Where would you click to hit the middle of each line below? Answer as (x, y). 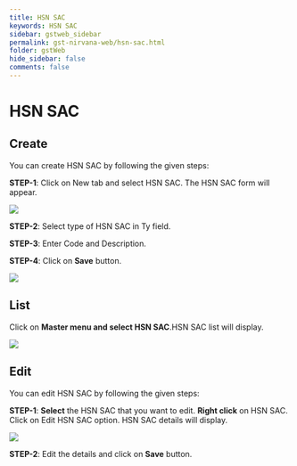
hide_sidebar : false (48, 59)
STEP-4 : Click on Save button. (66, 260)
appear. (23, 192)
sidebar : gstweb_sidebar (55, 34)
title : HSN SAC (37, 17)
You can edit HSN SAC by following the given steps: (104, 393)
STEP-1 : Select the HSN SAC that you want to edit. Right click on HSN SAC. (148, 410)
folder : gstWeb (37, 51)
